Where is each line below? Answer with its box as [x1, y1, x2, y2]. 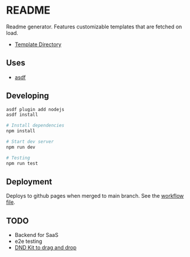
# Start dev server [6, 139, 54, 145]
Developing [6, 91, 49, 101]
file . [6, 199, 16, 206]
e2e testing [14, 238, 42, 245]
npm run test [6, 160, 38, 166]
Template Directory [14, 41, 62, 48]
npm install [6, 128, 35, 134]
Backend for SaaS [14, 232, 59, 239]
